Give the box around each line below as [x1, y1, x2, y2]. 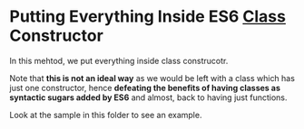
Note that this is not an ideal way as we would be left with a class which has [9, 72, 295, 83]
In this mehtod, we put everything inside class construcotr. [9, 55, 229, 66]
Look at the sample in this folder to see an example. [9, 109, 202, 120]
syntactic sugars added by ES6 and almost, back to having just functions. [9, 92, 288, 103]
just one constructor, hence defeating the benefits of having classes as [9, 82, 281, 93]
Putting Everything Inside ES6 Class [9, 6, 286, 27]
